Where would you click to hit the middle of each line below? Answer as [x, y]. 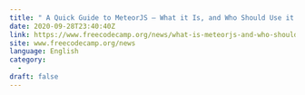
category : [28, 60]
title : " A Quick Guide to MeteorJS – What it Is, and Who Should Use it [152, 18]
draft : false [34, 77]
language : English [44, 52]
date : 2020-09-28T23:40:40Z [63, 26]
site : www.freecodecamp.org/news [73, 43]
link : [20, 34]
